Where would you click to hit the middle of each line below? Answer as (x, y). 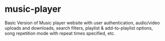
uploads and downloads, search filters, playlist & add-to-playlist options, (79, 28)
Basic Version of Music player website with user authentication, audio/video (82, 23)
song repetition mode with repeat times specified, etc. (60, 33)
